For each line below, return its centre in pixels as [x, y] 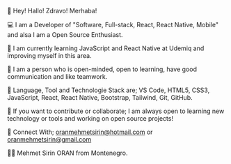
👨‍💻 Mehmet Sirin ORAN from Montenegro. [67, 153]
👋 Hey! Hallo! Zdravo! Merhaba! [52, 11]
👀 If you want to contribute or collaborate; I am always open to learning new [116, 111]
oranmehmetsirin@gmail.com [49, 139]
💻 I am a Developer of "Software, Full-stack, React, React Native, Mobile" [113, 25]
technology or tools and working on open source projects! [90, 118]
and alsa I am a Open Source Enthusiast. [65, 35]
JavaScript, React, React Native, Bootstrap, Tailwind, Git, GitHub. [100, 97]
